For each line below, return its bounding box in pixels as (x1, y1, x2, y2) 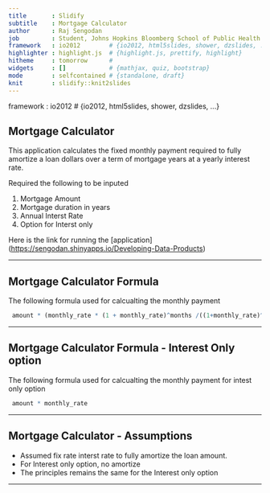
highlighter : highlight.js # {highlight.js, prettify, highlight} (8, 49, 243, 57)
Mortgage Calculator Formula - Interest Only (8, 341, 235, 355)
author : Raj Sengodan (8, 27, 103, 35)
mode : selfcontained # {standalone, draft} (8, 72, 185, 80)
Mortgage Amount (19, 194, 81, 203)
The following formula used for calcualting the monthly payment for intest (8, 375, 252, 384)
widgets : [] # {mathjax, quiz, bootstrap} (8, 64, 211, 72)
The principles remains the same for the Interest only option (19, 467, 219, 477)
